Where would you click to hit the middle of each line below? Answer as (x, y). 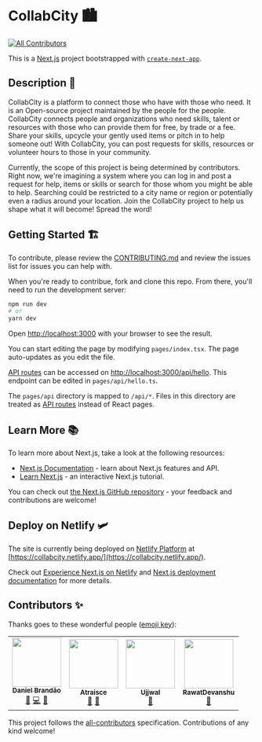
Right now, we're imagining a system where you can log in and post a (120, 175)
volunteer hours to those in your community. (80, 152)
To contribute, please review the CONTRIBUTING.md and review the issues (129, 258)
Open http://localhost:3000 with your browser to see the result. (111, 334)
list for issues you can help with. (60, 266)
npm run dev (27, 304)
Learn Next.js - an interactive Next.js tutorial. (92, 476)
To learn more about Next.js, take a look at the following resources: (116, 453)
